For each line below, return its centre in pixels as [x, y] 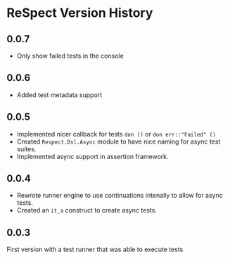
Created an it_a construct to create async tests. [87, 210]
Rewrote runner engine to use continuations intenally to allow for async [120, 196]
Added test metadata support [59, 95]
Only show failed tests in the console [70, 56]
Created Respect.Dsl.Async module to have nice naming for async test [119, 141]
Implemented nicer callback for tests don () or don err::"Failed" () [116, 134]
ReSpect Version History [80, 13]
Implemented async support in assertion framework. [93, 156]
